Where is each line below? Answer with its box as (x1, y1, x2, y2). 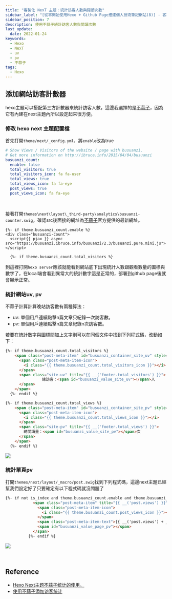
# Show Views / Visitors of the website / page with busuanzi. (5, 148, 143, 153)
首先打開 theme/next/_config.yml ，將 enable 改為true (5, 138, 114, 144)
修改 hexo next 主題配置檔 (5, 125, 70, 132)
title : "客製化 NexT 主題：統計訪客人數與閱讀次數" (5, 7, 105, 13)
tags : (5, 65, 17, 70)
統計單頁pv (5, 466, 33, 473)
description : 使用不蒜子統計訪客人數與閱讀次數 (5, 22, 96, 27)
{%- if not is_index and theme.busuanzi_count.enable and (5, 495, 132, 500)
